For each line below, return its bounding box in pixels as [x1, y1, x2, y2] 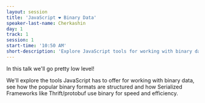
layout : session [6, 8, 48, 15]
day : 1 [6, 25, 23, 32]
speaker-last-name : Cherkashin [6, 20, 86, 26]
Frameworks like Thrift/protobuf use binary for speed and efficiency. [6, 89, 178, 97]
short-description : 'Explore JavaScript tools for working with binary [6, 48, 192, 55]
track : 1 [6, 32, 29, 38]
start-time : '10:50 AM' [6, 43, 67, 49]
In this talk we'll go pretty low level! [6, 65, 95, 72]
